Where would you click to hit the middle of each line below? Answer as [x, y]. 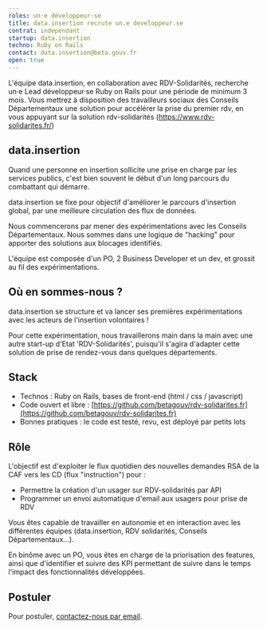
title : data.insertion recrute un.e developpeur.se [96, 23]
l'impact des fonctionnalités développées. [77, 572]
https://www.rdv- [187, 117]
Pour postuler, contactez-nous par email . [75, 616]
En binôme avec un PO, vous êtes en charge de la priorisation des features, [132, 555]
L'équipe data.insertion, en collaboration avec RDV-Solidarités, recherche [128, 83]
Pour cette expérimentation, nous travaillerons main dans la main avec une [131, 335]
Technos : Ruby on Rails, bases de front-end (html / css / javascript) [132, 397]
